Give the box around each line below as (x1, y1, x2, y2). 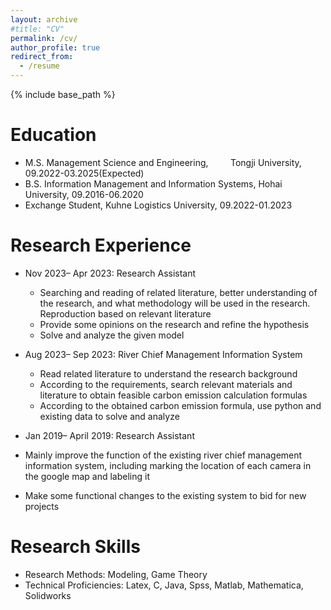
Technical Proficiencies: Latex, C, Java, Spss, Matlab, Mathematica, (24, 579, 304, 591)
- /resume (19, 61, 60, 71)
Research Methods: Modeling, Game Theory (24, 568, 208, 580)
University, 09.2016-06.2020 (24, 188, 144, 200)
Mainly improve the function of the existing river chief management (24, 449, 303, 461)
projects (24, 500, 60, 512)
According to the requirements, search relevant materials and (39, 378, 293, 390)
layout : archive (10, 14, 78, 25)
